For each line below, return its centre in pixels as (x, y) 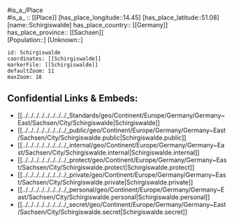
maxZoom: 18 (24, 77)
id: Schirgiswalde (34, 52)
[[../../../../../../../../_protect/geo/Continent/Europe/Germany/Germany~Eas (122, 159)
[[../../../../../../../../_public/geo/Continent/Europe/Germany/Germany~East (121, 130)
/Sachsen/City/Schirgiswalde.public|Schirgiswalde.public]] (102, 137)
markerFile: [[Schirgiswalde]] (53, 65)
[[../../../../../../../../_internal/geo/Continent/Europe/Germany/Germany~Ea (121, 145)
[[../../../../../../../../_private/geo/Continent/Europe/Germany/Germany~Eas (122, 175)
